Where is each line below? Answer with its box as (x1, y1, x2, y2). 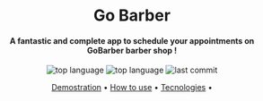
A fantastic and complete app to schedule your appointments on (9, 35, 255, 46)
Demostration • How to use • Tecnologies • (51, 82, 213, 93)
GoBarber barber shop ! (87, 45, 177, 55)
